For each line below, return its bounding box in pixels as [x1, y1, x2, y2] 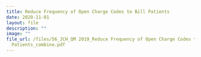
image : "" [6, 31, 31, 37]
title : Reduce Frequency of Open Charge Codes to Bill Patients [6, 8, 170, 15]
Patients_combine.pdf [11, 42, 66, 48]
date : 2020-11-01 [6, 14, 50, 20]
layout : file [6, 20, 39, 26]
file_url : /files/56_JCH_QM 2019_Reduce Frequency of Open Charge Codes [6, 36, 191, 42]
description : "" [6, 25, 47, 31]
